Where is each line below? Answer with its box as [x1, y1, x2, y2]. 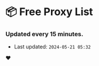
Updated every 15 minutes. [5, 30, 84, 39]
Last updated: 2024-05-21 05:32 [13, 43, 91, 50]
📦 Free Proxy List [5, 5, 93, 19]
